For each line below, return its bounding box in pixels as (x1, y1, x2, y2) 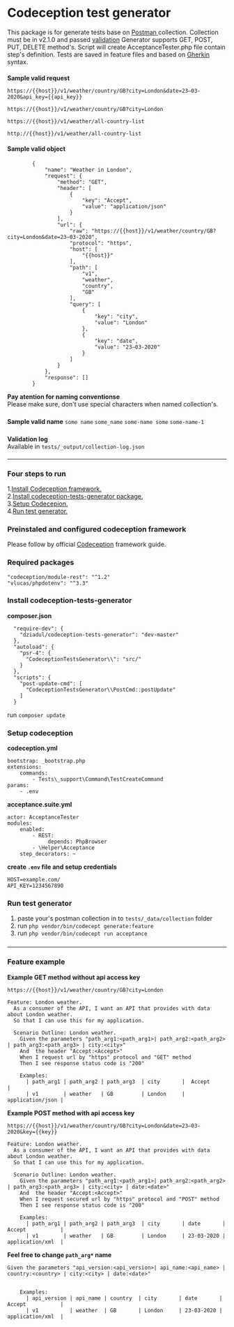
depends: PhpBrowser (47, 838, 108, 846)
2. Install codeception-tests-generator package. (7, 492, 143, 500)
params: (7, 782, 30, 789)
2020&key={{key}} (7, 1128, 58, 1136)
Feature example (7, 957, 65, 967)
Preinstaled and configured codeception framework (7, 524, 187, 534)
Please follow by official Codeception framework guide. (7, 540, 166, 549)
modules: (7, 820, 33, 827)
